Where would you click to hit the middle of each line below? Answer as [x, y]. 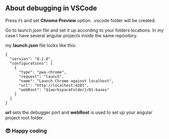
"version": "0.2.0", [31, 59]
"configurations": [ [31, 63]
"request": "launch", [41, 77]
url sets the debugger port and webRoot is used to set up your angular [79, 112]
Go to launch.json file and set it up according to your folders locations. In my [84, 30]
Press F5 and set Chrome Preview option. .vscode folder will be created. [81, 20]
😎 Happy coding [26, 130]
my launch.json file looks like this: [41, 45]
